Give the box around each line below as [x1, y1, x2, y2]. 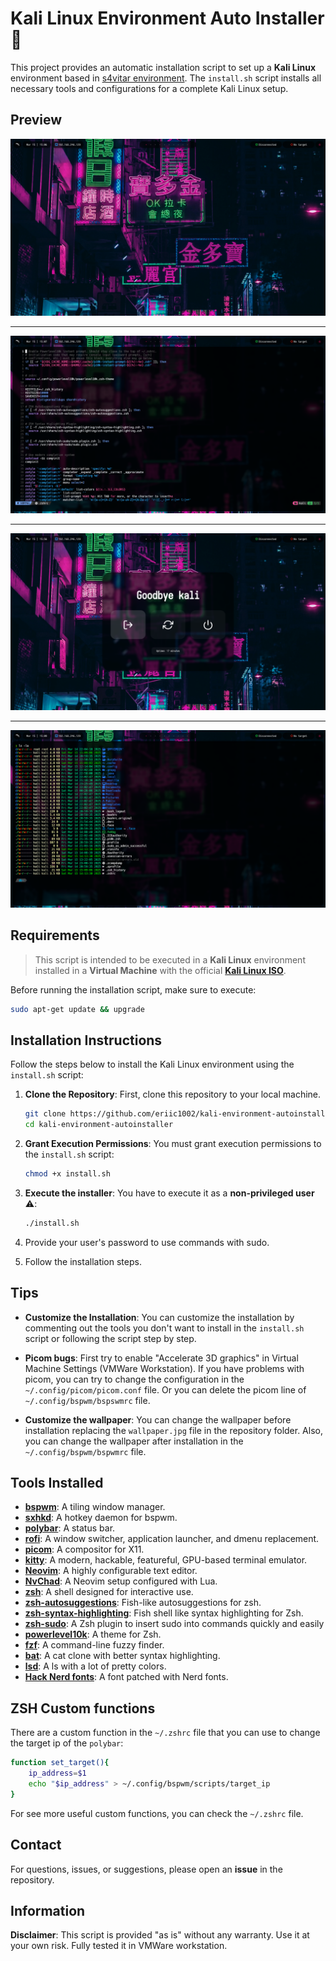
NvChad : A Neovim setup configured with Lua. [24, 1575, 218, 1587]
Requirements [10, 927, 100, 944]
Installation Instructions [10, 1032, 163, 1049]
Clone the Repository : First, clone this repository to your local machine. [24, 1088, 322, 1101]
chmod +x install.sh [24, 1169, 111, 1179]
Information [10, 1902, 86, 1919]
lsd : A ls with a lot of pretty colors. [24, 1660, 167, 1672]
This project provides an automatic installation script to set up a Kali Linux [10, 61, 317, 73]
